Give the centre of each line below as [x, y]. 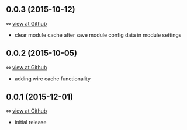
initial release [30, 122]
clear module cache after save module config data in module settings [98, 35]
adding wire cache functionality [53, 79]
